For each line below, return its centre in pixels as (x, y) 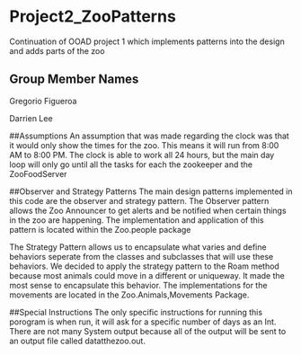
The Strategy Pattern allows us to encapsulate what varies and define (138, 247)
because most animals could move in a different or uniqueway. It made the (147, 275)
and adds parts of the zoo (57, 50)
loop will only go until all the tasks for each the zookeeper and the (131, 164)
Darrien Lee (31, 118)
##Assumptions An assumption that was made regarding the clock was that (149, 136)
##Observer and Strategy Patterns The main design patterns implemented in (151, 191)
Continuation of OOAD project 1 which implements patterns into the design (147, 41)
